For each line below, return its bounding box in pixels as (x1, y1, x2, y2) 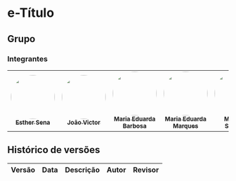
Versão (11, 165, 36, 175)
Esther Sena (15, 118, 51, 126)
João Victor (67, 118, 100, 126)
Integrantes (7, 54, 48, 64)
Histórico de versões (7, 144, 100, 156)
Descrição (65, 165, 100, 175)
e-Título (7, 5, 55, 21)
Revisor (133, 165, 159, 175)
